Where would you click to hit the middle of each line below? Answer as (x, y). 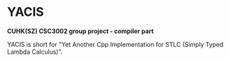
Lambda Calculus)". (35, 52)
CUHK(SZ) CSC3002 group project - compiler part (81, 31)
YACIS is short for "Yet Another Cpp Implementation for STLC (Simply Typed (115, 44)
